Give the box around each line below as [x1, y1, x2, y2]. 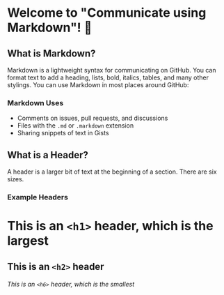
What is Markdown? [7, 47, 96, 59]
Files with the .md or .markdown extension [17, 121, 134, 130]
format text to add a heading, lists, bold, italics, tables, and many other [7, 73, 209, 82]
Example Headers [7, 192, 68, 202]
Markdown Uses [7, 98, 64, 107]
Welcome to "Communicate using [7, 5, 207, 21]
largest [7, 233, 49, 249]
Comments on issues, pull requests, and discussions [17, 114, 168, 123]
